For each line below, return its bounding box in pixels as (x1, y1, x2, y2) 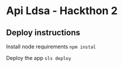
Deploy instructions (6, 28, 81, 38)
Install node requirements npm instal (6, 43, 96, 50)
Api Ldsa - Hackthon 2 (6, 4, 118, 18)
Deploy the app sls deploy (6, 55, 72, 61)
